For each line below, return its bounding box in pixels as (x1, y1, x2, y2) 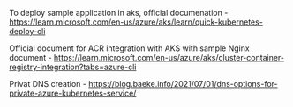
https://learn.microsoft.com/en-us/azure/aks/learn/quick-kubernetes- (9, 17, 263, 27)
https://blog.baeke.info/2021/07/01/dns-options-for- (87, 79, 278, 89)
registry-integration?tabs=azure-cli (9, 61, 137, 72)
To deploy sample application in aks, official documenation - (9, 8, 229, 18)
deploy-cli (9, 26, 46, 36)
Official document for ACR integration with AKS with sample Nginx (9, 43, 250, 53)
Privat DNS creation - (9, 79, 86, 89)
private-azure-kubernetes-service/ (9, 88, 137, 98)
